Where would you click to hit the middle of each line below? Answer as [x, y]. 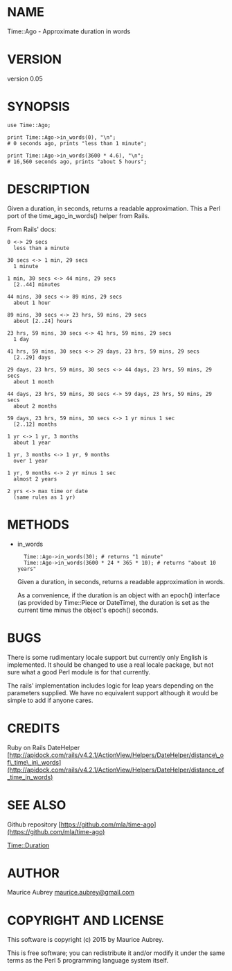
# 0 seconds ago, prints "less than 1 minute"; [77, 143]
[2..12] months [35, 424]
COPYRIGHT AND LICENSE [86, 920]
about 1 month [34, 382]
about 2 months [35, 406]
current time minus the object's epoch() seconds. [88, 610]
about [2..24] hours [43, 321]
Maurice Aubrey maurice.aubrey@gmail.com [71, 893]
